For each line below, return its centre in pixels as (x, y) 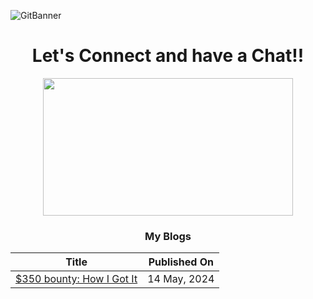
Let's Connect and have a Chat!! (168, 56)
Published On (181, 262)
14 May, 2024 (181, 279)
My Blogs (168, 236)
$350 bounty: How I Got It (76, 279)
